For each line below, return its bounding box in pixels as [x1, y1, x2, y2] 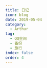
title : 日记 [5, 7, 29, 13]
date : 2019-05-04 [5, 17, 42, 22]
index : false [5, 50, 33, 55]
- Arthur [10, 27, 29, 32]
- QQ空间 [10, 36, 27, 41]
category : [5, 21, 27, 27]
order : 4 [5, 55, 24, 60]
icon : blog [5, 12, 29, 17]
